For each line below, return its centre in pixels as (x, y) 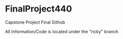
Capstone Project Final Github (35, 22)
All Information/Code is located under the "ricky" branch (62, 31)
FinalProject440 (39, 9)
